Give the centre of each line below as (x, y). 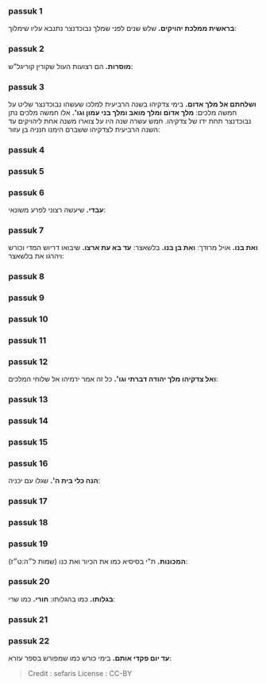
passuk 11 (27, 340)
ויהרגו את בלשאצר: (37, 256)
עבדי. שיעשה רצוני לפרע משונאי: (57, 210)
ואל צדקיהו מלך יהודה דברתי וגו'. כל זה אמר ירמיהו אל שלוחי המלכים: (113, 379)
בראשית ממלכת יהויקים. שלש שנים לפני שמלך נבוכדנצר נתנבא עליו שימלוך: (122, 29)
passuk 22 (29, 640)
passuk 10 (28, 319)
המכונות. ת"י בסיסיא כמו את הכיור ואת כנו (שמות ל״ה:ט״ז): (98, 561)
